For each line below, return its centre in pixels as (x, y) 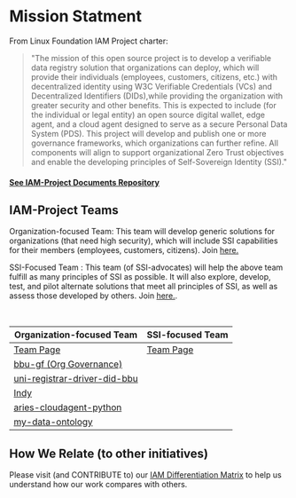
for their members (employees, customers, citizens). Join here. (124, 250)
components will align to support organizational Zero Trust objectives (157, 152)
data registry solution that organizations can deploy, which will (145, 67)
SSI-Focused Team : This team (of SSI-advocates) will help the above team (146, 267)
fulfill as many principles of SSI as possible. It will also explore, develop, (140, 277)
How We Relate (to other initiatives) (109, 453)
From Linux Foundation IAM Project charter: (89, 41)
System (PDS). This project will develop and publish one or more (148, 133)
